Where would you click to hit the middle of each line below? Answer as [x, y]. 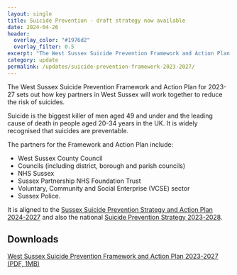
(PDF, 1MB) [24, 264]
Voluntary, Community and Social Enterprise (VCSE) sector [104, 188]
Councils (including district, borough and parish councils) [101, 165]
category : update [33, 60]
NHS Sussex [36, 173]
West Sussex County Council [60, 158]
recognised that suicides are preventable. [68, 130]
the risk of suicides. [36, 102]
